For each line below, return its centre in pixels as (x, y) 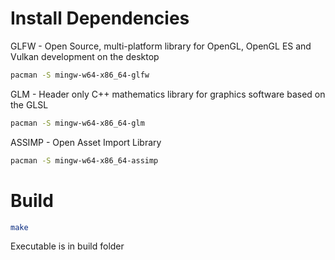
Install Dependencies (100, 18)
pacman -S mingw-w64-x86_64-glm (77, 123)
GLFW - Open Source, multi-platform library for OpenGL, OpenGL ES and (161, 46)
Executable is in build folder (67, 246)
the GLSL (29, 104)
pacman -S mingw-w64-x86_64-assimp (84, 160)
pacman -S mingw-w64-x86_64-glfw (80, 75)
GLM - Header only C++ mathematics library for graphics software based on (168, 94)
